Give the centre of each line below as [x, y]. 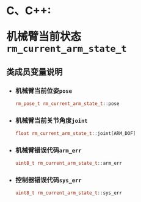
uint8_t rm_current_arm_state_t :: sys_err [69, 193]
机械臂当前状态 [44, 37]
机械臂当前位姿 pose [43, 90]
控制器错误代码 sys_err [48, 180]
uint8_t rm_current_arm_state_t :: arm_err [69, 164]
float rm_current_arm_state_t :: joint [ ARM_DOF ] [75, 134]
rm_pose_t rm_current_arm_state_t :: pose [67, 103]
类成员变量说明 [34, 72]
